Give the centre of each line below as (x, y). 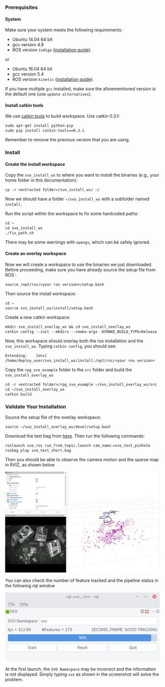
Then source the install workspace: (41, 293)
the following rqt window (30, 586)
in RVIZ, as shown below (30, 465)
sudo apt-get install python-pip (39, 126)
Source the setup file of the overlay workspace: (53, 417)
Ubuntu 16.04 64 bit (32, 69)
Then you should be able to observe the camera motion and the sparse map (82, 459)
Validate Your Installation (36, 406)
